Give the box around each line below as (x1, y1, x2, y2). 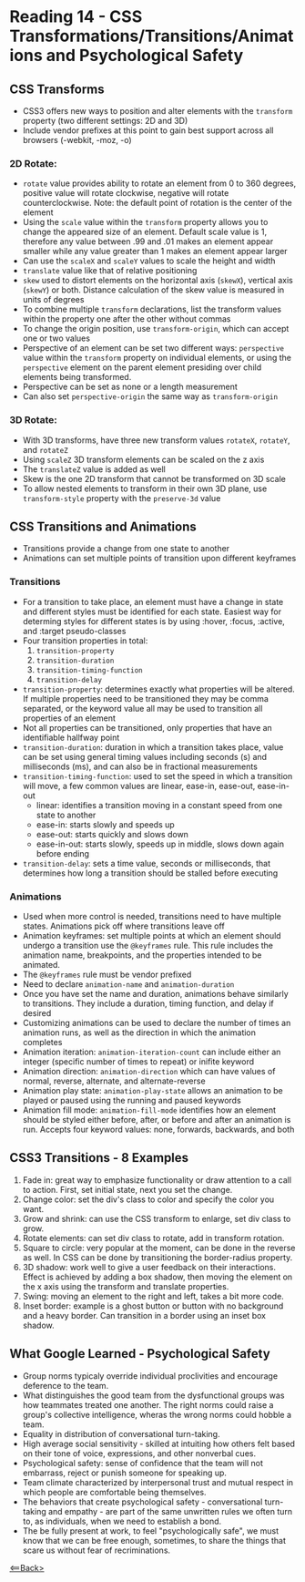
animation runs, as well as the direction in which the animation (22, 1027, 257, 1038)
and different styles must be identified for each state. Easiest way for (22, 606, 282, 617)
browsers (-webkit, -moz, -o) (22, 135, 132, 145)
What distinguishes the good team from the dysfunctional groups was (22, 1390, 285, 1401)
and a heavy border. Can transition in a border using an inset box (22, 1310, 267, 1320)
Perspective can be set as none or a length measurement (22, 381, 239, 393)
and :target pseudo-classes (22, 625, 127, 636)
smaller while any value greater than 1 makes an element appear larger (22, 246, 289, 257)
